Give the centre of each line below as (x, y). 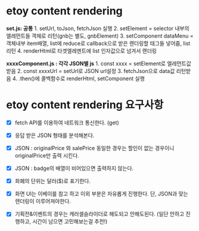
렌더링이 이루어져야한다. (43, 201)
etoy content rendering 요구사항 (85, 105)
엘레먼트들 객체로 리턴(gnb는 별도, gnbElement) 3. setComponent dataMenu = (100, 36)
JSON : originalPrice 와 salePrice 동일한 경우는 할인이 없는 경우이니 (94, 148)
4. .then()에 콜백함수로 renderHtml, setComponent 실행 (78, 78)
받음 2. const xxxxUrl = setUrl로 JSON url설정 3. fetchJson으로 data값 (91, 71)
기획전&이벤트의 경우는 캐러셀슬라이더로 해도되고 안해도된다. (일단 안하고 (99, 214)
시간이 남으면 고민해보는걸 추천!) (70, 221)
